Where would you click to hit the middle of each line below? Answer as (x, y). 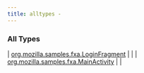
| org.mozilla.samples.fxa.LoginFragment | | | (72, 54)
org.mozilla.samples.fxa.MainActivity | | (65, 62)
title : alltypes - (34, 14)
